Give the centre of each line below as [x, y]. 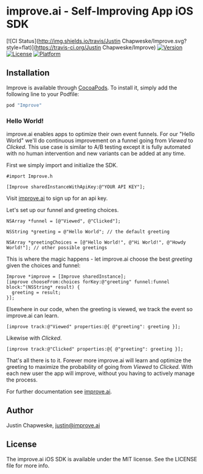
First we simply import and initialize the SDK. [62, 165]
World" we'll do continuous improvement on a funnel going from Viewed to [100, 140]
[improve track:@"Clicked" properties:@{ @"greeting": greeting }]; [95, 349]
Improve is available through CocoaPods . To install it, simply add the [92, 88]
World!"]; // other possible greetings [57, 247]
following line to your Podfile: [43, 94]
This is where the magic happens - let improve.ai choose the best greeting [99, 259]
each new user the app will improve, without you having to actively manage [101, 373]
